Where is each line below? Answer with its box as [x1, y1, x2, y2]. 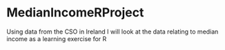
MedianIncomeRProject [6, 5, 144, 21]
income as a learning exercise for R [6, 34, 107, 42]
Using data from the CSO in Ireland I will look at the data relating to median [6, 27, 219, 36]
